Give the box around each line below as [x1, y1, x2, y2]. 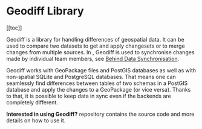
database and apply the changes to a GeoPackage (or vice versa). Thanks [6, 86, 191, 93]
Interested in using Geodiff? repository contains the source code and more [6, 110, 195, 118]
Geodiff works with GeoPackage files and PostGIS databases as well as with [6, 66, 197, 74]
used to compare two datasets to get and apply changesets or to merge [6, 42, 186, 49]
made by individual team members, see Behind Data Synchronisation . [6, 55, 180, 62]
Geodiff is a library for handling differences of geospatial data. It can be [6, 36, 184, 43]
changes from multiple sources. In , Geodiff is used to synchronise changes [6, 48, 195, 55]
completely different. [6, 98, 59, 106]
